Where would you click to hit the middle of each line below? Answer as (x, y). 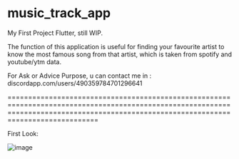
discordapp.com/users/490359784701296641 (75, 83)
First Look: (23, 133)
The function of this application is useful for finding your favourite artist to (116, 46)
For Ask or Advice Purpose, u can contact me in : (80, 76)
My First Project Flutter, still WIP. (55, 33)
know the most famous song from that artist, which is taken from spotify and (120, 54)
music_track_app (59, 13)
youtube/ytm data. (35, 61)
